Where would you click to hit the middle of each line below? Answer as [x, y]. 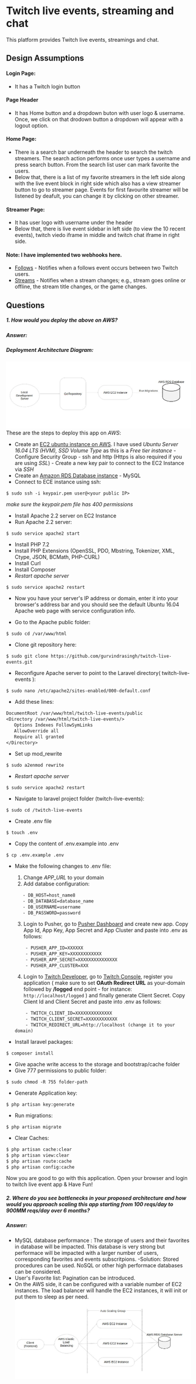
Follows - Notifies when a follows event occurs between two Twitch [96, 268]
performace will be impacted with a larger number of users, [86, 1253]
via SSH [24, 469]
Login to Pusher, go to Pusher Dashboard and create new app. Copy [106, 924]
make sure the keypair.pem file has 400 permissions [70, 505]
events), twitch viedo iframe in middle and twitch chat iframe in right [97, 235]
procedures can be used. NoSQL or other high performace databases [99, 1265]
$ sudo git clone [27, 656]
